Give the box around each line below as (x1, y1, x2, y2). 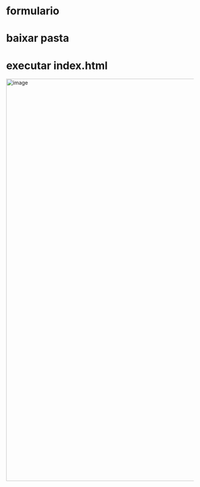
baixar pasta (6, 32, 70, 45)
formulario (6, 4, 60, 18)
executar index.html (6, 58, 108, 72)
